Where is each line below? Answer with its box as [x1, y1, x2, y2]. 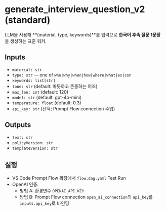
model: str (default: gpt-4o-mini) [12, 94, 82, 100]
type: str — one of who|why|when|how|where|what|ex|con [12, 72, 132, 78]
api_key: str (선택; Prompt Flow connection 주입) [12, 105, 115, 112]
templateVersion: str [12, 146, 58, 151]
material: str [12, 67, 42, 72]
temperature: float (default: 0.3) [12, 100, 81, 106]
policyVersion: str [12, 140, 54, 145]
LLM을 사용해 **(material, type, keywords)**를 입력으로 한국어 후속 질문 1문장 [5, 31, 161, 37]
